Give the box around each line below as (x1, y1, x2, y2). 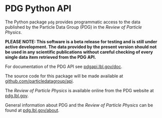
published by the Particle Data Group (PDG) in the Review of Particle (5, 24, 142, 30)
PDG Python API (5, 3, 72, 14)
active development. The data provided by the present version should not (5, 44, 157, 50)
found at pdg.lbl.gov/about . (5, 107, 60, 113)
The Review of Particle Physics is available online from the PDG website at (5, 87, 154, 93)
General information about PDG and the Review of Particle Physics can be (5, 102, 153, 108)
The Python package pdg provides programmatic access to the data (5, 19, 141, 25)
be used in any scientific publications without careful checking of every (5, 49, 153, 55)
